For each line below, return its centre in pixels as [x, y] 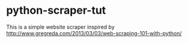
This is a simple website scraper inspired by [61, 27]
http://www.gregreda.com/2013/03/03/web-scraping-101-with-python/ [94, 33]
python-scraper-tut [56, 10]
